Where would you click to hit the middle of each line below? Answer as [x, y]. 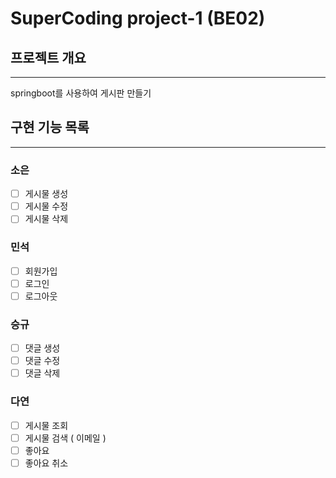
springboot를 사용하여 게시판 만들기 [81, 93]
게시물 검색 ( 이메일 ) [65, 438]
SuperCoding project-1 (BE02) [138, 18]
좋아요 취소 [46, 463]
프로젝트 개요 [48, 57]
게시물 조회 [46, 425]
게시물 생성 [46, 194]
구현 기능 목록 [50, 127]
